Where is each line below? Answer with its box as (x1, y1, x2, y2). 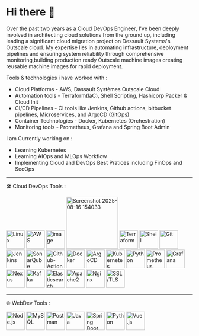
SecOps (14, 165, 34, 172)
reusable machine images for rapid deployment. (6, 62, 123, 70)
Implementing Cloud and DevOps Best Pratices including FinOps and (14, 159, 182, 166)
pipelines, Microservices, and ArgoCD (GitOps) (14, 111, 130, 118)
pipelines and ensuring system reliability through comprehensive (6, 50, 164, 57)
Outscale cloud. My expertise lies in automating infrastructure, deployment (6, 44, 188, 51)
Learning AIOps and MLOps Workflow (14, 152, 108, 159)
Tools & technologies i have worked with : (6, 74, 108, 81)
